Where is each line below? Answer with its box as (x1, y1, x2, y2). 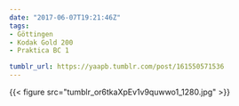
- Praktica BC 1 (9, 46, 69, 55)
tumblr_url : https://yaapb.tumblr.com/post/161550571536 (9, 62, 225, 71)
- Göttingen (9, 29, 53, 38)
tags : (9, 21, 29, 30)
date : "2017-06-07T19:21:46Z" (9, 12, 122, 22)
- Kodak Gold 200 (9, 37, 74, 47)
